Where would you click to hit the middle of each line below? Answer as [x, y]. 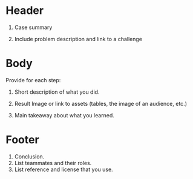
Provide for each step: [33, 80]
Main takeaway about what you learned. [64, 115]
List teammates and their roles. [53, 163]
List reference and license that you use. [64, 169]
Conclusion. [29, 156]
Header [25, 11]
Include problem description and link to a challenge [78, 39]
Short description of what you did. [57, 92]
